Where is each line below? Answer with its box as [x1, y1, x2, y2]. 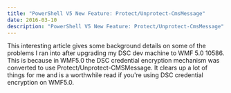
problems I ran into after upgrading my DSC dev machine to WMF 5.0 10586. [7, 49, 225, 57]
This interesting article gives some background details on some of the [7, 42, 206, 50]
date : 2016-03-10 [7, 17, 57, 23]
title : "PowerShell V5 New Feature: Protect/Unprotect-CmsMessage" [7, 10, 206, 17]
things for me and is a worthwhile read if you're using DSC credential [7, 71, 204, 79]
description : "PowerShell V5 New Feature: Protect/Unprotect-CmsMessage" [7, 23, 225, 30]
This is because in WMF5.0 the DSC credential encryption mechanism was [7, 56, 220, 65]
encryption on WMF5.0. [7, 79, 75, 87]
